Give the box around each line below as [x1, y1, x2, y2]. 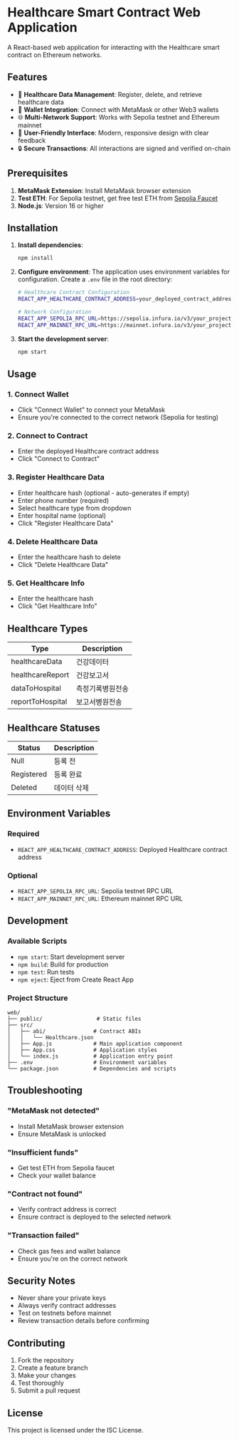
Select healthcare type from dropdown [17, 504, 132, 512]
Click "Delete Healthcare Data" [17, 561, 109, 569]
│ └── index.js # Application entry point [7, 1052, 174, 1060]
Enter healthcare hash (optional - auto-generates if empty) [17, 489, 190, 497]
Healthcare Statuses [7, 722, 101, 734]
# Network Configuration [17, 308, 92, 316]
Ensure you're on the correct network [17, 1254, 128, 1263]
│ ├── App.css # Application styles [7, 1046, 158, 1054]
